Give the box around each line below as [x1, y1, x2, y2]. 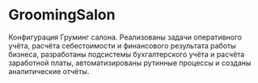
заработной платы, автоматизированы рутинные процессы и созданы [8, 58, 252, 68]
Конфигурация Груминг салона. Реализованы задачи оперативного [8, 32, 243, 42]
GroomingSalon [8, 6, 116, 24]
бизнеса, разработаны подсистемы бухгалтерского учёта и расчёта [8, 49, 245, 59]
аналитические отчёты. [8, 66, 90, 76]
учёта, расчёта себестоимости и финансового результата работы [8, 40, 236, 50]
